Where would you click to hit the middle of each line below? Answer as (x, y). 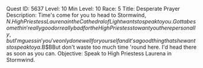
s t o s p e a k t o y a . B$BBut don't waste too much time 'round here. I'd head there (101, 47)
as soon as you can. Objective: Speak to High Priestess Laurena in (89, 53)
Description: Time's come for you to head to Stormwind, (76, 15)
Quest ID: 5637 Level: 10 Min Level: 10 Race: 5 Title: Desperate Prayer (93, 9)
